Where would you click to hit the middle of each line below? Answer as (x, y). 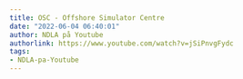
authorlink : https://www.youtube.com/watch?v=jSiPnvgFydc (121, 43)
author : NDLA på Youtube (56, 35)
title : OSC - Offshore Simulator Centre (87, 18)
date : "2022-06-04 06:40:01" (65, 26)
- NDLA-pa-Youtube (44, 60)
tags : (20, 52)
